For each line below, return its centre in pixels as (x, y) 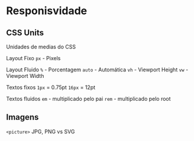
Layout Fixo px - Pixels (33, 58)
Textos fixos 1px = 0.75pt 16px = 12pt (51, 87)
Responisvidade (47, 11)
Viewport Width (25, 76)
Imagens (22, 117)
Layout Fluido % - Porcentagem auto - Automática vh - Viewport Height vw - (97, 70)
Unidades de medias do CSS (41, 47)
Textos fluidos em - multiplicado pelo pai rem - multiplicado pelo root (88, 99)
